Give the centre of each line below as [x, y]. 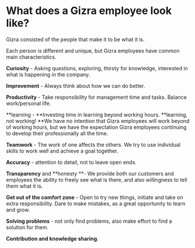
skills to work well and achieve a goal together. [62, 151]
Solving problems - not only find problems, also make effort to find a [89, 221]
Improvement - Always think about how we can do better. [76, 85]
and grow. [18, 209]
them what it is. [25, 186]
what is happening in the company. [48, 74]
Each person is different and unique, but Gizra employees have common [93, 50]
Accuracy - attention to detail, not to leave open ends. [72, 162]
